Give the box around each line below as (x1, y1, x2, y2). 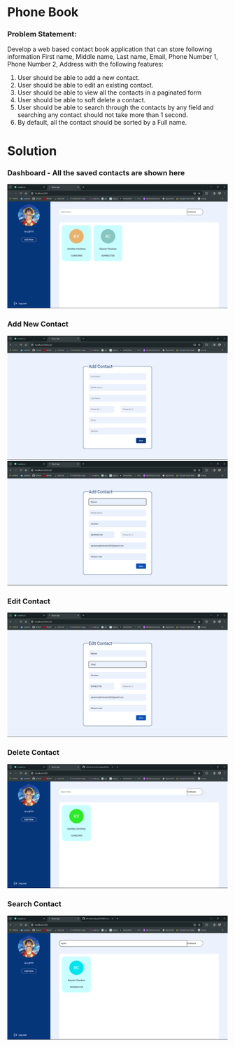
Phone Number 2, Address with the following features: (7, 60, 164, 69)
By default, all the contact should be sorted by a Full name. (17, 118, 187, 127)
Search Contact (7, 899, 62, 909)
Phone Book (7, 4, 79, 20)
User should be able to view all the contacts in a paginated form (17, 88, 201, 97)
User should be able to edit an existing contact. (17, 81, 154, 90)
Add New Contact (7, 320, 69, 329)
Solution (7, 143, 57, 158)
